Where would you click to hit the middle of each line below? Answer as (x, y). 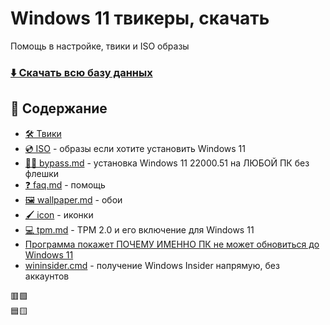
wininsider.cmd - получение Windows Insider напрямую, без (152, 265)
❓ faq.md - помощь (65, 184)
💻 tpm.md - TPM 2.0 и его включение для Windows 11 (139, 229)
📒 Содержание (59, 108)
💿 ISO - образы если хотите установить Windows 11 (135, 148)
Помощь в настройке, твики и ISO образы (100, 46)
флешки (42, 173)
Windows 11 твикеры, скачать (140, 18)
